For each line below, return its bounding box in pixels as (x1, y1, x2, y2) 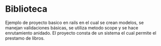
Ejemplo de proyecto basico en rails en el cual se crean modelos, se (5, 20, 144, 25)
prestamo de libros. (5, 35, 45, 41)
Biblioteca (5, 3, 48, 15)
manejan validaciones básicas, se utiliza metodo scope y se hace (5, 24, 139, 30)
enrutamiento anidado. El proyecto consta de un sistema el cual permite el (5, 30, 157, 36)
